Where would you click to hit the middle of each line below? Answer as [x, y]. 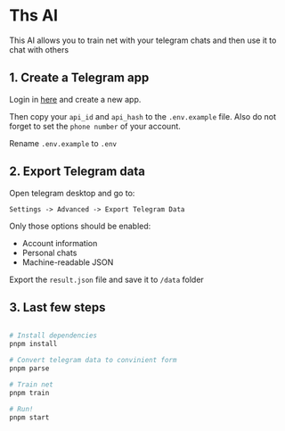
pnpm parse [29, 369]
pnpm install [33, 344]
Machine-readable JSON [68, 262]
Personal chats [49, 253]
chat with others [39, 49]
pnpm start [29, 417]
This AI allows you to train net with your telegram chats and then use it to [143, 40]
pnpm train [29, 393]
